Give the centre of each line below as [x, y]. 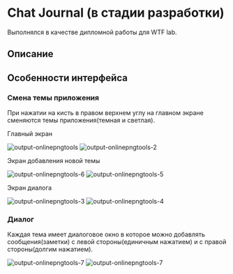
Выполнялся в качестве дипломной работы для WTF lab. [92, 32]
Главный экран [30, 134]
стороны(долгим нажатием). [50, 250]
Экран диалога [30, 188]
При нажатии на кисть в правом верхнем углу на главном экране [105, 113]
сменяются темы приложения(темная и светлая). [81, 121]
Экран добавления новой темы [54, 161]
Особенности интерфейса [67, 78]
